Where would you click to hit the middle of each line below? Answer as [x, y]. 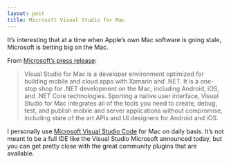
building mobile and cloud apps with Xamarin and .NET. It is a [111, 81]
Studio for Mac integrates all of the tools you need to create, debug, [121, 103]
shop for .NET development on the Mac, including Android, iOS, [129, 88]
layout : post [26, 13]
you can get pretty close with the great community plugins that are [102, 146]
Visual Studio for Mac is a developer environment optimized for [114, 74]
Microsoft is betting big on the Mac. [58, 47]
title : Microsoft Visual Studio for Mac [66, 20]
